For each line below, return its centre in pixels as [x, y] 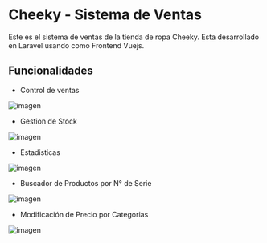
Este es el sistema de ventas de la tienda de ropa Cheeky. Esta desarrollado [134, 37]
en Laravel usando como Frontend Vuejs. [76, 45]
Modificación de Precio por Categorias [84, 214]
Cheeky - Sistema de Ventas [105, 15]
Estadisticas [40, 152]
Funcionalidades [51, 71]
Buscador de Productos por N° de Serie [86, 183]
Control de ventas [49, 90]
